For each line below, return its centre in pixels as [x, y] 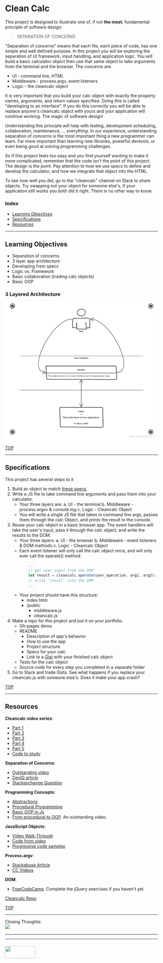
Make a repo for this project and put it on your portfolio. [67, 621]
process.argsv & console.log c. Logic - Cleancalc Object [75, 509]
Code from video [29, 841]
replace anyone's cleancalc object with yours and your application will [75, 111]
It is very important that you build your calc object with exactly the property [80, 96]
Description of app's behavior [56, 636]
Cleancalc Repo [21, 898]
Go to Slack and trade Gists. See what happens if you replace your [79, 672]
